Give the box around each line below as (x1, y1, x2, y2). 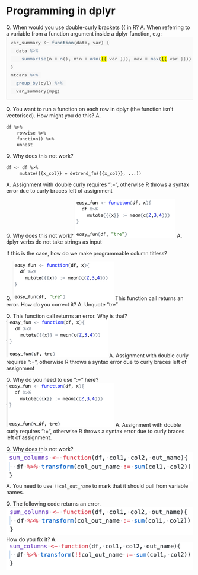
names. (6, 488, 24, 496)
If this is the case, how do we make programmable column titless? (6, 250, 168, 257)
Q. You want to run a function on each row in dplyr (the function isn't (6, 106, 174, 113)
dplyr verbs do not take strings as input (6, 238, 103, 245)
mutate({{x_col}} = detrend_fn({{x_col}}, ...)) (19, 170, 142, 176)
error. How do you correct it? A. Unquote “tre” (6, 301, 119, 308)
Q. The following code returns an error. (6, 500, 101, 507)
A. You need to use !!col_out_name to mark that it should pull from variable (6, 482, 189, 490)
